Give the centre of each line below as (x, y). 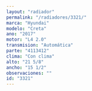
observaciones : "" (29, 73)
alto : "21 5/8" (25, 62)
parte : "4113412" (28, 51)
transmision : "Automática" (40, 45)
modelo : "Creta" (26, 28)
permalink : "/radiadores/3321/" (46, 17)
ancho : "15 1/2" (26, 67)
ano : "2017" (21, 34)
